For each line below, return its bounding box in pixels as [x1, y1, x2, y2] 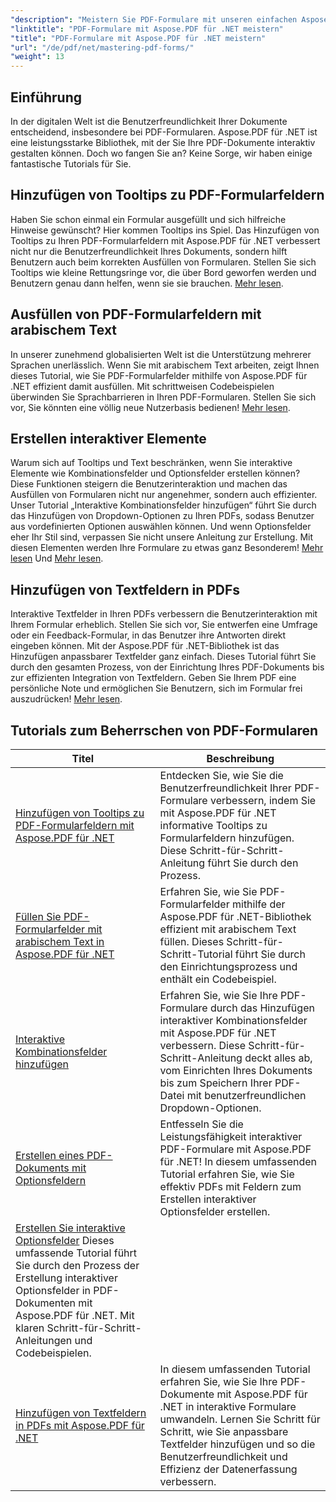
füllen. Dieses [159, 935, 225, 948]
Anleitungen [15, 1334, 73, 1347]
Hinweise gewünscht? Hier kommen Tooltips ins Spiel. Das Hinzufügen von [10, 224, 320, 236]
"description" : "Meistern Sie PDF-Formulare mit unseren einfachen [10, 14, 298, 25]
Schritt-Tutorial [159, 947, 233, 961]
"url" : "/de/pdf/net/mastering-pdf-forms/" [10, 42, 195, 53]
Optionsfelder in [15, 1284, 92, 1297]
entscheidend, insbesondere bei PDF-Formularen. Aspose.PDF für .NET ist [10, 126, 318, 138]
